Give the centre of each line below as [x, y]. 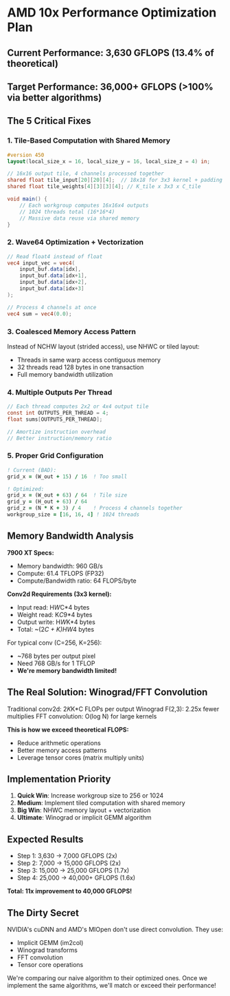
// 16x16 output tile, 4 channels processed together [86, 174]
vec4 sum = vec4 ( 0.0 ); [39, 314]
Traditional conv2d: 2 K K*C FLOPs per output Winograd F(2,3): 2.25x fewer [113, 709]
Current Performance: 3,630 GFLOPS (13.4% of [111, 53]
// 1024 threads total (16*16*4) [67, 211]
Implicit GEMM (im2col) [50, 943]
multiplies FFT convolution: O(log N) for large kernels [82, 716]
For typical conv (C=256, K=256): [55, 643]
